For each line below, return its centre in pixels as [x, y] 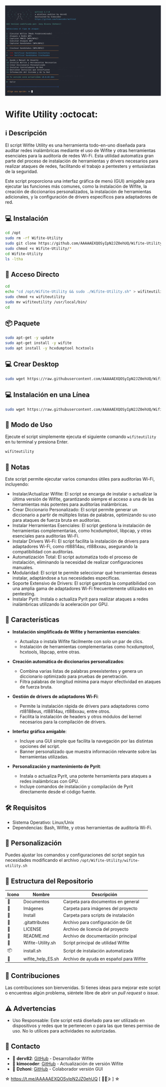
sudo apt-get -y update [30, 338]
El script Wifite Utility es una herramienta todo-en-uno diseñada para [75, 145]
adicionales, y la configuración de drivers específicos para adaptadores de [81, 197]
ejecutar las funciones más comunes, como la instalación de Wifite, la [76, 187]
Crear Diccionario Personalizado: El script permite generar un [75, 509]
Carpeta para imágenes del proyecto [101, 908]
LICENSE [33, 929]
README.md [36, 936]
